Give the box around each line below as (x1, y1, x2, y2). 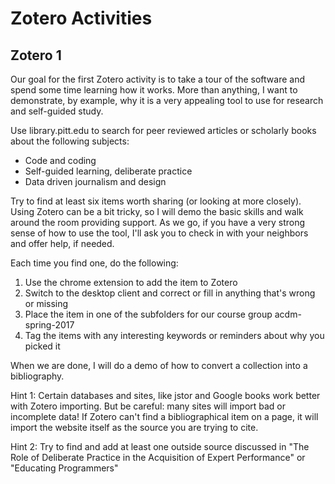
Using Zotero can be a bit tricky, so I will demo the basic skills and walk (10, 206, 304, 217)
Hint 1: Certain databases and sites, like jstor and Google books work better (10, 390, 321, 401)
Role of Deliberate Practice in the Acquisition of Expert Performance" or (10, 452, 306, 463)
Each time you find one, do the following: (10, 257, 179, 269)
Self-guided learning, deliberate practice (24, 165, 193, 177)
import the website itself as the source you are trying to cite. (10, 422, 259, 433)
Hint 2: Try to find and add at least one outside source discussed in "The (10, 441, 310, 452)
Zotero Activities (10, 7, 153, 30)
